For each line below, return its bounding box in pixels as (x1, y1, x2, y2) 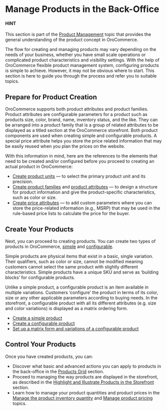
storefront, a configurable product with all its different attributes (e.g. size (5, 300, 156, 306)
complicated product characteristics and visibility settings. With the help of (5, 57, 160, 63)
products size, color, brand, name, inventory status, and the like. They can (5, 116, 158, 123)
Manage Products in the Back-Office (5, 3, 159, 15)
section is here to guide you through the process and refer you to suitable (5, 73, 157, 79)
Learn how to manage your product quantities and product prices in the (12, 389, 160, 395)
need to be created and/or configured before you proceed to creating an (5, 158, 154, 164)
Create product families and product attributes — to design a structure (12, 184, 157, 190)
